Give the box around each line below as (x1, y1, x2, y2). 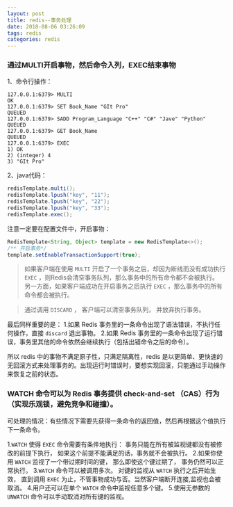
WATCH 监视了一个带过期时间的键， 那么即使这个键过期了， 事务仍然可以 (15, 457, 218, 466)
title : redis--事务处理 (7, 17, 71, 24)
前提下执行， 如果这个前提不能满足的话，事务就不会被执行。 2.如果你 (19, 449, 217, 457)
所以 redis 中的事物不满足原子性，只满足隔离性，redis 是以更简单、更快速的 (7, 353, 223, 361)
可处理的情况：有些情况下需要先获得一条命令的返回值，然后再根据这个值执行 (7, 417, 226, 425)
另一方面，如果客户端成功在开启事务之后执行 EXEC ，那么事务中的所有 (24, 282, 223, 291)
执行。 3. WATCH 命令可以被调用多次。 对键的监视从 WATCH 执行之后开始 (12, 466, 210, 474)
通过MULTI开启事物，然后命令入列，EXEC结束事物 (7, 61, 177, 70)
